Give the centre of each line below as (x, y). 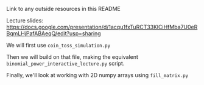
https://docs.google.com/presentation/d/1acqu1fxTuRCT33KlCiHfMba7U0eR (102, 27)
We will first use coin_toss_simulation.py (58, 45)
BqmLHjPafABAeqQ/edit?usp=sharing (54, 33)
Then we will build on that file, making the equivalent (72, 57)
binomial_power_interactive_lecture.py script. (65, 63)
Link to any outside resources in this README (63, 9)
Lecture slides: (25, 20)
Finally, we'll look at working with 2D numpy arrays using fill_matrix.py (97, 75)
